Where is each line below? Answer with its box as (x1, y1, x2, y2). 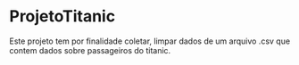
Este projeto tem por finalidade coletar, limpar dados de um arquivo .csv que (9, 36, 291, 46)
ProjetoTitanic (9, 6, 116, 27)
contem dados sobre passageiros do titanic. (9, 45, 171, 55)
